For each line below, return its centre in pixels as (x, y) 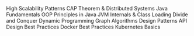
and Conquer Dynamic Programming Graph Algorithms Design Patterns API (97, 21)
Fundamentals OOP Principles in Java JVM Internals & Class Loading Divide (97, 15)
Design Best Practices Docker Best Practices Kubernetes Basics (83, 27)
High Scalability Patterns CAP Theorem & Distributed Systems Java (87, 8)
